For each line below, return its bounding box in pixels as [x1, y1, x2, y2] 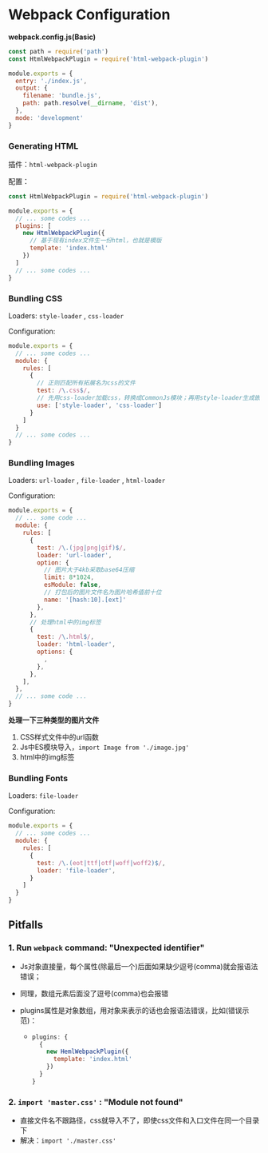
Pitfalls [8, 918, 44, 932]
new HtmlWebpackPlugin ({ [22, 229, 105, 237]
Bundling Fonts [8, 773, 69, 784]
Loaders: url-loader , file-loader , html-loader [8, 476, 166, 485]
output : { [15, 84, 48, 93]
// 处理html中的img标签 [29, 618, 101, 626]
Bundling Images [8, 457, 76, 469]
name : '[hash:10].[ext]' [43, 596, 127, 604]
